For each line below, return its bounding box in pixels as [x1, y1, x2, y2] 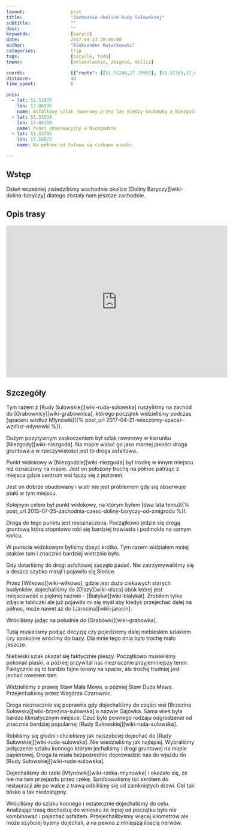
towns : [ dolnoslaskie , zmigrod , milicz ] [6, 59, 154, 65]
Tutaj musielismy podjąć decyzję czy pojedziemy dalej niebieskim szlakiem [6, 628, 192, 636]
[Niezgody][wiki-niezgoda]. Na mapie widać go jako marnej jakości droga [6, 441, 187, 448]
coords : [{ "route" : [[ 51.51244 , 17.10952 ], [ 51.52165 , [6, 70, 186, 76]
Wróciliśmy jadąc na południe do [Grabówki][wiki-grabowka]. [6, 617, 158, 624]
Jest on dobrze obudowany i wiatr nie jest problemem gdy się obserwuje [6, 483, 186, 491]
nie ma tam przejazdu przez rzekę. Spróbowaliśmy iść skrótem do [6, 776, 169, 783]
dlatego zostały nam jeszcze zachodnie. [47, 191, 146, 199]
